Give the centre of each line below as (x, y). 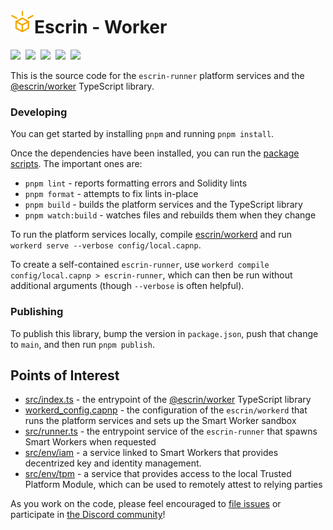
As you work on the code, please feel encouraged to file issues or (146, 504)
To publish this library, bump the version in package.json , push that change (164, 333)
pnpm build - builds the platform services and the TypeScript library (163, 205)
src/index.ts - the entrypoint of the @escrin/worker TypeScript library (168, 400)
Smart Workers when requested (90, 442)
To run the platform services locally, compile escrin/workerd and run (151, 235)
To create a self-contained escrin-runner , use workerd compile (140, 265)
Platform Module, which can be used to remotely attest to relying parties (173, 485)
